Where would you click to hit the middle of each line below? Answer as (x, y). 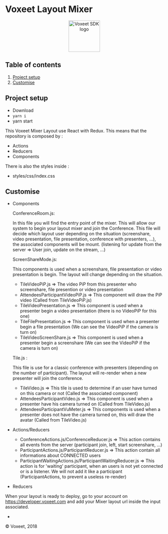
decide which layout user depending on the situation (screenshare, (81, 234)
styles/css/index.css (34, 176)
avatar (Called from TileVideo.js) (53, 420)
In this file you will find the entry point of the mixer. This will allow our (84, 223)
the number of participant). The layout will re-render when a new (79, 373)
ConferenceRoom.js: (34, 213)
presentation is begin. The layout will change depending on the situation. (88, 275)
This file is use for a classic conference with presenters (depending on (85, 368)
